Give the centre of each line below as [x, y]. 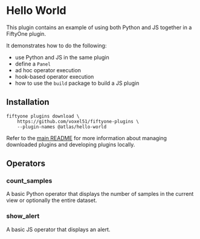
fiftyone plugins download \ [43, 116]
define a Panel [33, 64]
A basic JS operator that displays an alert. [58, 229]
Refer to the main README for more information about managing [87, 138]
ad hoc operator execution [48, 70]
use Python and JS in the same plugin [62, 57]
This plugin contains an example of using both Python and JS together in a [99, 27]
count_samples [29, 181]
